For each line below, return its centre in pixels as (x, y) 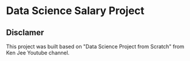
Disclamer (25, 33)
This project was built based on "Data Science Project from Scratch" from (95, 46)
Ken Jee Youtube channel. (38, 53)
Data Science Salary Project (75, 11)
